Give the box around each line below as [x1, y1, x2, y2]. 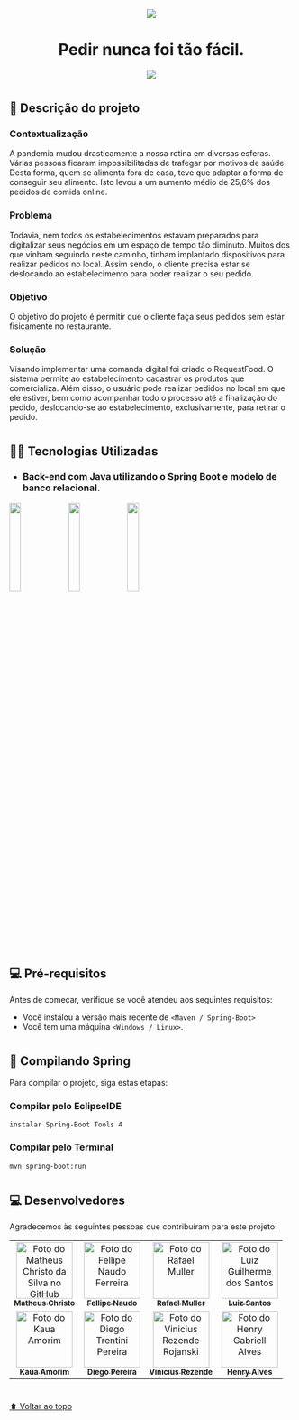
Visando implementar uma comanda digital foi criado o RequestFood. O [9, 364, 275, 375]
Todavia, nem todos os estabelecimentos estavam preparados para [9, 229, 259, 240]
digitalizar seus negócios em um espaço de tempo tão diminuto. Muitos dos [9, 239, 291, 250]
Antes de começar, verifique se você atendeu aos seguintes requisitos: [9, 995, 273, 1005]
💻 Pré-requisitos [9, 966, 107, 981]
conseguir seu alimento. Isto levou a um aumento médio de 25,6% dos [9, 177, 271, 188]
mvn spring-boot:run [9, 1162, 87, 1171]
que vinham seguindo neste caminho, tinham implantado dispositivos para [9, 248, 285, 259]
